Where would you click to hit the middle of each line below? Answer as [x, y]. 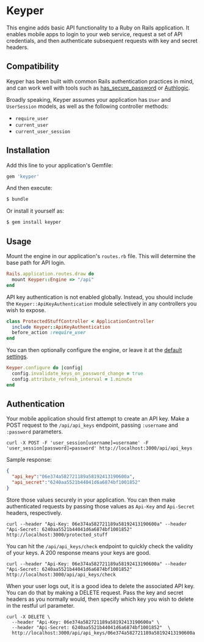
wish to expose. [26, 310]
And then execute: [29, 188]
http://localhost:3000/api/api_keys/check [61, 575]
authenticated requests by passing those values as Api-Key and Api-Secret [100, 506]
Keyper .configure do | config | [45, 368]
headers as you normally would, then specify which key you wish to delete [100, 599]
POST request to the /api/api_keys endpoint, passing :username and [92, 425]
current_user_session [42, 132]
